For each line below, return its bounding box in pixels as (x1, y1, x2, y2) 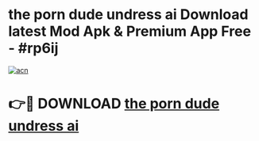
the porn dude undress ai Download (8, 6, 249, 24)
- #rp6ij (8, 40, 59, 57)
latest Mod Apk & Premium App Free (8, 22, 252, 40)
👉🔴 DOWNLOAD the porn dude (8, 95, 220, 112)
